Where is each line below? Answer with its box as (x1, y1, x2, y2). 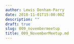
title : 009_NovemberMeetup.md (5, 31, 69, 36)
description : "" (5, 17, 40, 22)
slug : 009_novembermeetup (5, 26, 60, 31)
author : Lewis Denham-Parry (5, 7, 65, 13)
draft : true (5, 21, 30, 27)
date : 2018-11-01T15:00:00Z (5, 12, 65, 17)
